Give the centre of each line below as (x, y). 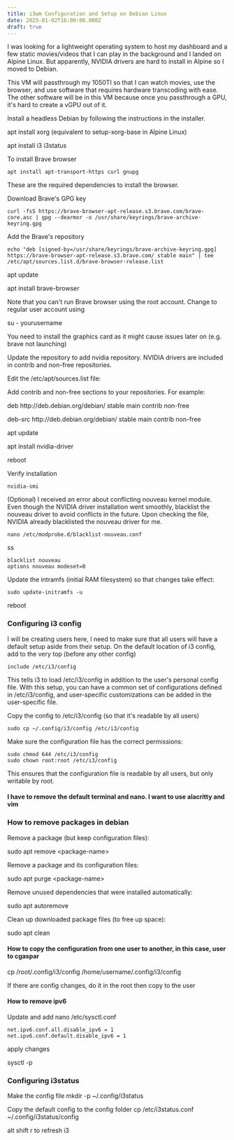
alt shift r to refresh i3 (38, 1131)
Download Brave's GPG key (47, 199)
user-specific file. (32, 702)
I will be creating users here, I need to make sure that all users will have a (112, 639)
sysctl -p (20, 1062)
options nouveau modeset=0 (46, 567)
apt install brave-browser (43, 289)
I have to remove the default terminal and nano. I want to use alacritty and (116, 797)
